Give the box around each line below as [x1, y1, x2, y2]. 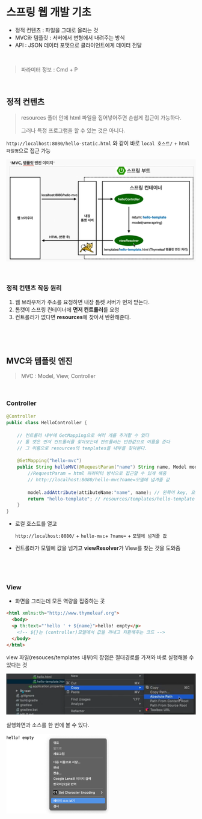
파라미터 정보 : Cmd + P [20, 65, 78, 73]
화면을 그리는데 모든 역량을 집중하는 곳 [14, 597, 105, 604]
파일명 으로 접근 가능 [6, 147, 51, 154]
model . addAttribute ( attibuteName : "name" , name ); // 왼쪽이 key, [28, 489, 188, 496]
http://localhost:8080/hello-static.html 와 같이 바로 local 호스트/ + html [6, 139, 191, 147]
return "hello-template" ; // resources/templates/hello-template [28, 496, 195, 502]
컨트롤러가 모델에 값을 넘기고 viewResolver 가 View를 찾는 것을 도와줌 [14, 544, 181, 552]
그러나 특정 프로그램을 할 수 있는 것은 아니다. [20, 127, 126, 134]
